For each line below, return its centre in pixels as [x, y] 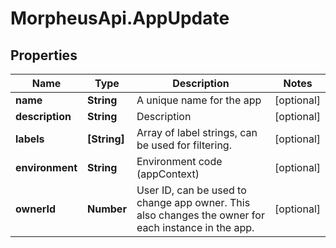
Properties [44, 55]
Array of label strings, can [197, 132]
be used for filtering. [184, 145]
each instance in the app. [195, 227]
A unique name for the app [199, 100]
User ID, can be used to [191, 190]
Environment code [179, 161]
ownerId [36, 209]
